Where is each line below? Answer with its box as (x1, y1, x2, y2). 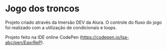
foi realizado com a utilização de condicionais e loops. (5, 24, 117, 30)
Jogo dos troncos (5, 3, 80, 14)
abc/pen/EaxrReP (5, 39, 41, 45)
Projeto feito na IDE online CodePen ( (5, 34, 81, 40)
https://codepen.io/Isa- (81, 34, 129, 40)
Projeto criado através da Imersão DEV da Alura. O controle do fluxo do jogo (5, 19, 162, 25)
